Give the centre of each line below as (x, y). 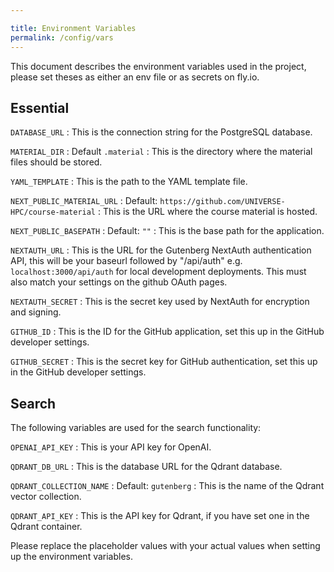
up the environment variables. (72, 557)
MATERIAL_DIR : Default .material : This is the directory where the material (161, 152)
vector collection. (46, 497)
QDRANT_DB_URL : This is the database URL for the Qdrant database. (146, 467)
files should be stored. (56, 162)
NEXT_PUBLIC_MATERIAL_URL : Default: (84, 201)
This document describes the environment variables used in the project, (158, 66)
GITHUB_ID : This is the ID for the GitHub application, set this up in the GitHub (167, 332)
